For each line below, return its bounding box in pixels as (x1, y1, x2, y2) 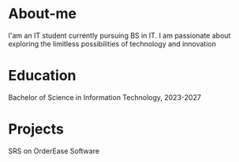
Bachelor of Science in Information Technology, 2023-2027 (8, 92, 201, 102)
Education (8, 67, 77, 85)
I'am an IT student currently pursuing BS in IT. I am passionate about (8, 31, 231, 40)
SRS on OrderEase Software (8, 146, 100, 156)
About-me (8, 5, 77, 23)
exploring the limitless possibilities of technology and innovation (8, 39, 217, 48)
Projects (8, 120, 65, 138)
